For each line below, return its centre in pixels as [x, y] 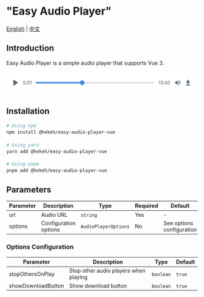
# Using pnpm [23, 164]
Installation [28, 111]
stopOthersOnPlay [32, 274]
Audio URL [54, 214]
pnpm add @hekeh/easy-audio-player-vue [57, 171]
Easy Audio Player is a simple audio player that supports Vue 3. [85, 63]
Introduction [30, 48]
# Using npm [21, 126]
